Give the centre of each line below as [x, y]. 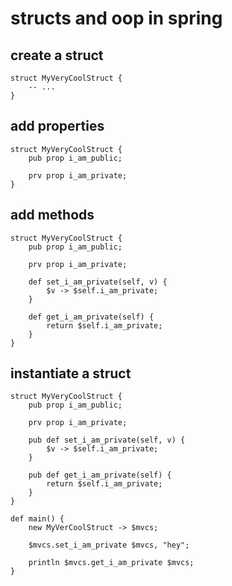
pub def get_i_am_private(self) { [100, 475]
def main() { [37, 519]
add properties [57, 126]
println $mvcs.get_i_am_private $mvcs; [111, 563]
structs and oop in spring [116, 18]
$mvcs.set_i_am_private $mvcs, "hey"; [109, 545]
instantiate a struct [71, 373]
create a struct [57, 55]
